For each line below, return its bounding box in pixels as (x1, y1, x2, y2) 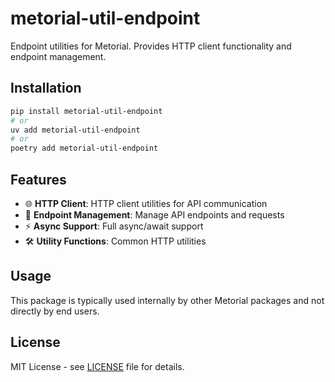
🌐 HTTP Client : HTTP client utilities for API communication (24, 197, 268, 209)
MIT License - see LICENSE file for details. (10, 360, 185, 372)
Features (10, 171, 67, 188)
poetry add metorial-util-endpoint (10, 143, 159, 154)
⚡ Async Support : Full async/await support (24, 220, 204, 232)
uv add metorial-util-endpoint (10, 125, 141, 135)
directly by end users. (10, 305, 100, 317)
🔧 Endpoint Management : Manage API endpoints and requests (24, 208, 285, 221)
